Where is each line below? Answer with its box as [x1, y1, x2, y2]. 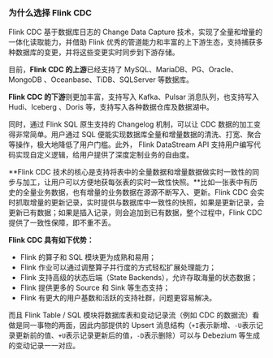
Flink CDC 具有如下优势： [8, 235, 95, 245]
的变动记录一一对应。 [8, 341, 80, 351]
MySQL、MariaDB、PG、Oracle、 [124, 65, 238, 75]
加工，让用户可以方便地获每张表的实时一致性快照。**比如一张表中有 [22, 177, 251, 188]
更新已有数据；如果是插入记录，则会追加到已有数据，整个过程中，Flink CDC [8, 208, 262, 218]
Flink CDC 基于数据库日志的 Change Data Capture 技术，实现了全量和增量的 [8, 27, 262, 37]
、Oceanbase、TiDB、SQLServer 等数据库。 [43, 75, 193, 84]
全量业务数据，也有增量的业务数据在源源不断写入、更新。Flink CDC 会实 [22, 188, 265, 197]
